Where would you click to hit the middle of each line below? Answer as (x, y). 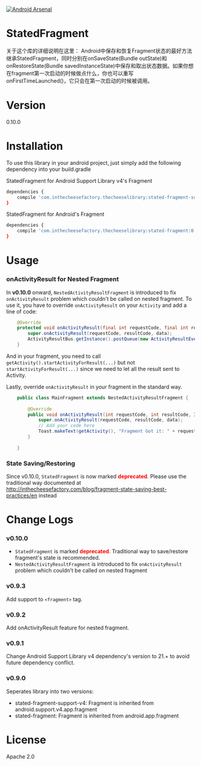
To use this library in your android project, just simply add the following (94, 162)
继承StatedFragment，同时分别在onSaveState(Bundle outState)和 (87, 58)
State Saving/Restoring (41, 463)
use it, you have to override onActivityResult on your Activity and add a (97, 305)
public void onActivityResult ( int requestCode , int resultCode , (109, 414)
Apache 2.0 (20, 756)
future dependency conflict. (40, 663)
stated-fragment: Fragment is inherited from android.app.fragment (97, 716)
